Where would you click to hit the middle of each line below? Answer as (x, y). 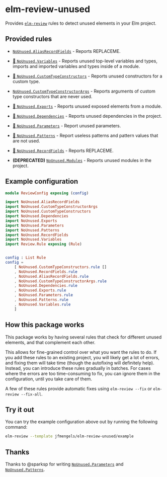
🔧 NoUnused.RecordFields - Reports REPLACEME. (63, 150)
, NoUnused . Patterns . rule (41, 300)
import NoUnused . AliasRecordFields (43, 202)
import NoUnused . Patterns (32, 230)
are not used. (26, 141)
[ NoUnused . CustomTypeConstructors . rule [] (61, 267)
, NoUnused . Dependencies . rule (46, 286)
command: (16, 427)
